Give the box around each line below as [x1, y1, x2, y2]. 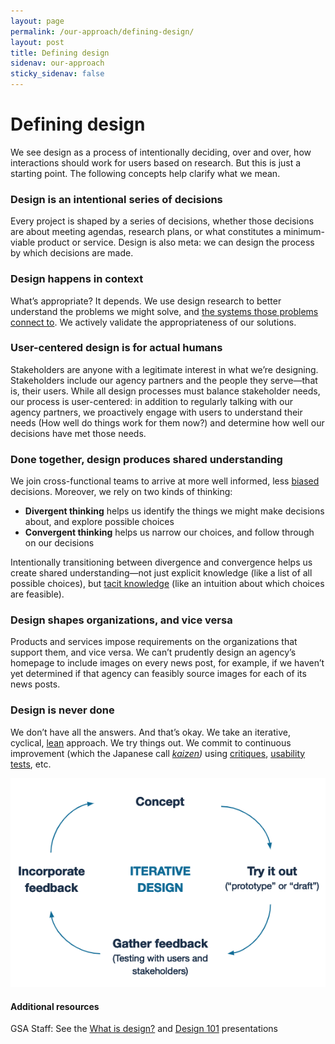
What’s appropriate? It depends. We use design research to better [10, 295, 282, 307]
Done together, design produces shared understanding [10, 452, 283, 466]
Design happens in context [10, 272, 144, 286]
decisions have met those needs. [10, 427, 147, 439]
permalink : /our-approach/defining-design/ [10, 26, 195, 37]
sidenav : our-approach [10, 58, 105, 69]
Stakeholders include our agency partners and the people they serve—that [10, 374, 318, 386]
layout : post [10, 37, 65, 47]
